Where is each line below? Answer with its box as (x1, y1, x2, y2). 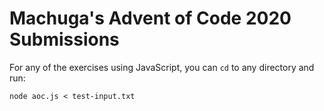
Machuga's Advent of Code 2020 (9, 7, 292, 30)
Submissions (9, 28, 120, 51)
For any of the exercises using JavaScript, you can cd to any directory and (9, 61, 315, 73)
